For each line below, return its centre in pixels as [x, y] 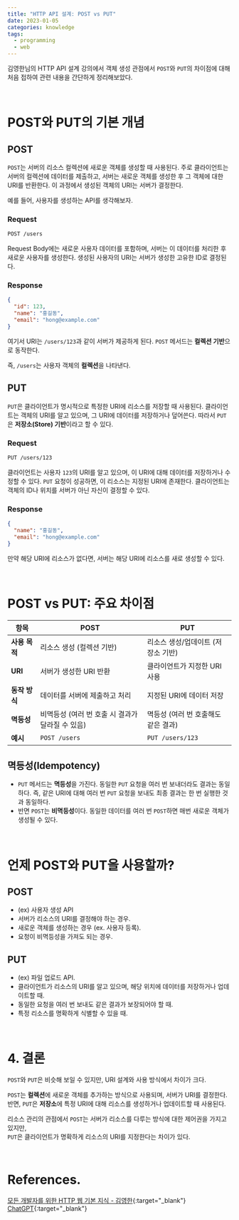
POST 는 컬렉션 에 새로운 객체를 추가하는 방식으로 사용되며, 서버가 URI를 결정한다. [117, 1095]
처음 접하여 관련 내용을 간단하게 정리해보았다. [70, 77]
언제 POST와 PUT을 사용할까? [91, 865]
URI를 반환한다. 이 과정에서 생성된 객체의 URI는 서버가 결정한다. [95, 185]
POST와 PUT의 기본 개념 [76, 123]
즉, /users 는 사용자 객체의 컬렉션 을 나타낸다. [69, 365]
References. [44, 1180]
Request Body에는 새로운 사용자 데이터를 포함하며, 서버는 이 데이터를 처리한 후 [117, 249]
